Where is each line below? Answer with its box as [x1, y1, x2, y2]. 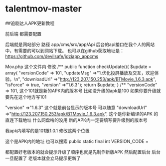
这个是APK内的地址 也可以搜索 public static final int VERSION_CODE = [5, 138, 149, 144]
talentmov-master [5, 3, 82, 14]
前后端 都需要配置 [5, 30, 41, 36]
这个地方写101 [18, 93, 47, 100]
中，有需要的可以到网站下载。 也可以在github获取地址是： [5, 47, 125, 53]
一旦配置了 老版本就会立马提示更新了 [5, 155, 81, 161]
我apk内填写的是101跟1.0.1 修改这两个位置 [5, 127, 90, 133]
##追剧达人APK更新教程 [5, 20, 55, 26]
